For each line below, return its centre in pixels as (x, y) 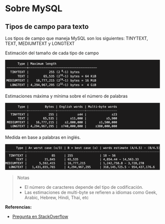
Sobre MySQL (34, 9)
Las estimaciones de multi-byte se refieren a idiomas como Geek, (91, 192)
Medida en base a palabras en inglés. (43, 137)
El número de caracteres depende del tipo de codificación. (84, 187)
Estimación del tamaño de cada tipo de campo (52, 53)
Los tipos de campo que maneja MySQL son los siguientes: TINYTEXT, (77, 38)
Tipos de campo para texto (47, 27)
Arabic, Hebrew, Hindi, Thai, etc (56, 197)
